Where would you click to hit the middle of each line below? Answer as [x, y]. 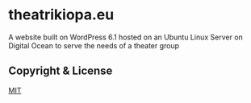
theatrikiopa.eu [61, 15]
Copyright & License [61, 71]
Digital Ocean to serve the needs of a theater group [94, 45]
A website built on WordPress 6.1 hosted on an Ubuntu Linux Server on [126, 37]
